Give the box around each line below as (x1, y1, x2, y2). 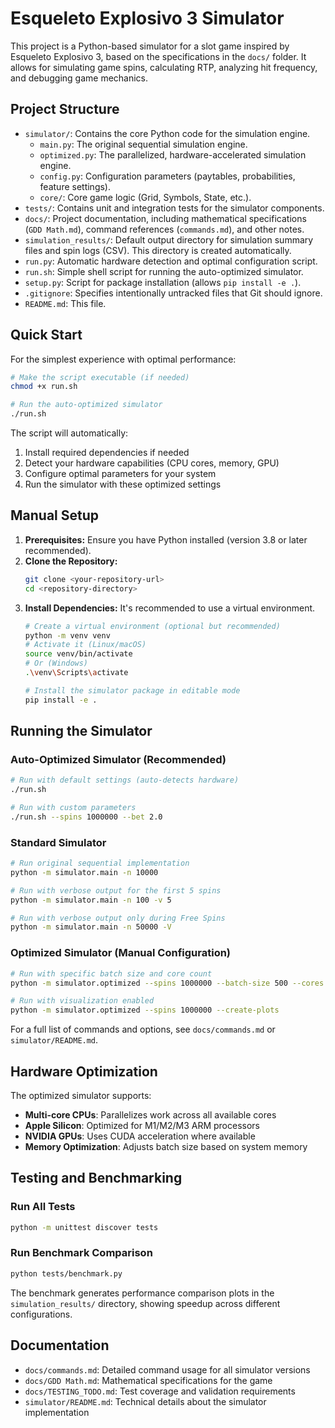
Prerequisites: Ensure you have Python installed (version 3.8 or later (24, 533, 308, 546)
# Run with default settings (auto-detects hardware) (10, 775, 240, 786)
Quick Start (10, 327, 83, 344)
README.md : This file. (24, 297, 107, 309)
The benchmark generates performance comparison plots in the (10, 1287, 275, 1299)
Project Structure (10, 101, 120, 118)
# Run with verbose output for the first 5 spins (10, 885, 222, 896)
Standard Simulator (10, 835, 107, 849)
